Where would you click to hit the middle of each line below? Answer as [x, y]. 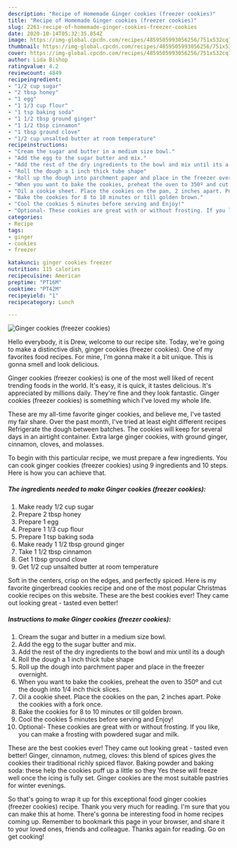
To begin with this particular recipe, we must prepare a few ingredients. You [118, 458]
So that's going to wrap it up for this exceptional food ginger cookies [107, 799]
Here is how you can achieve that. [57, 473]
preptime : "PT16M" [35, 282]
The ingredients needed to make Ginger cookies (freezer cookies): [107, 489]
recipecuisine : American [44, 276]
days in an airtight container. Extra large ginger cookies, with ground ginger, [118, 437]
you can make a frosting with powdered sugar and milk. [99, 734]
